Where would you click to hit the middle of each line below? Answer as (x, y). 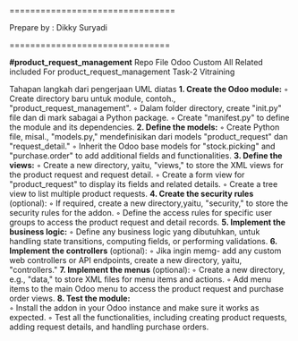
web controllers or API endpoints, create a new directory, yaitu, (126, 260)
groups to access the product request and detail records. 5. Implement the (148, 222)
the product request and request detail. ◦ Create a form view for (127, 175)
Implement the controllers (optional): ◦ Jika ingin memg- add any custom (145, 251)
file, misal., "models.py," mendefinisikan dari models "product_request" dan (149, 136)
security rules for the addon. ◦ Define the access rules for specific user (141, 213)
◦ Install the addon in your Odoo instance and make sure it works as (134, 308)
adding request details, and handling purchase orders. (109, 327)
